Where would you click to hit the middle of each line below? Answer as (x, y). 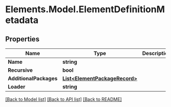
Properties (22, 39)
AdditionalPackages (33, 78)
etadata (22, 20)
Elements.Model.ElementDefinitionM (85, 9)
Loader (17, 87)
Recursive (20, 70)
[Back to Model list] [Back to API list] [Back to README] (64, 99)
